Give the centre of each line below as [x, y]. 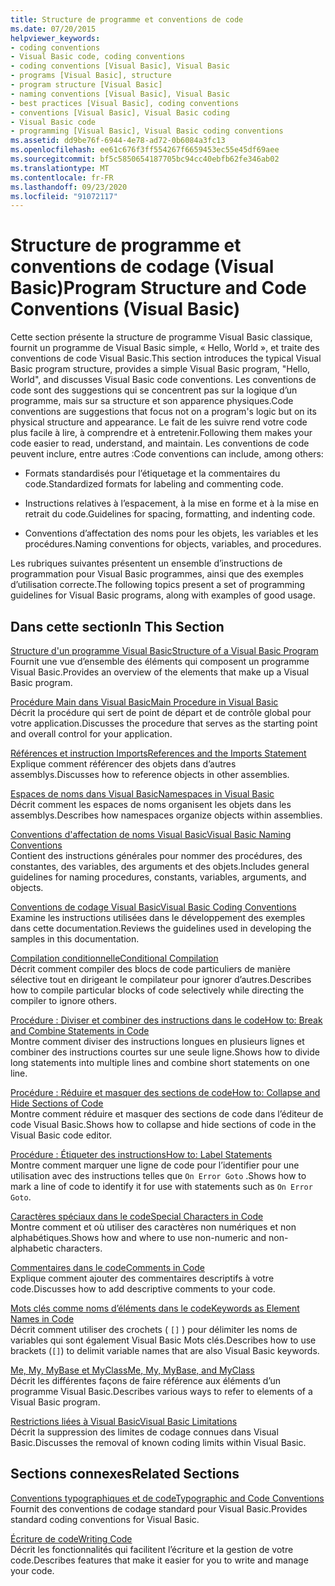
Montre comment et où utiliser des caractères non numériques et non [153, 1227]
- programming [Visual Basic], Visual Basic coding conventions [147, 131]
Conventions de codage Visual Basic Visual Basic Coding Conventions [153, 907]
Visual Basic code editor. [61, 1135]
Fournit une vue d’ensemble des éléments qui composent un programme [160, 661]
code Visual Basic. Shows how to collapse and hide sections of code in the [163, 1124]
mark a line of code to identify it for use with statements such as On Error [161, 1186]
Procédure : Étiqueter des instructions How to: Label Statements [141, 1154]
